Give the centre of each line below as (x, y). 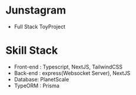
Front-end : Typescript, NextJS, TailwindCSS (68, 67)
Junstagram (36, 10)
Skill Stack (32, 50)
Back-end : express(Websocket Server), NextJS (72, 73)
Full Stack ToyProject (40, 27)
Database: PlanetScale (42, 79)
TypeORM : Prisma (37, 86)
